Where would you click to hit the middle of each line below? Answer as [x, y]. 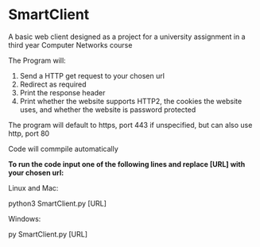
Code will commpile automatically [64, 149]
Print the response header [62, 92]
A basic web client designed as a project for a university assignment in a [127, 37]
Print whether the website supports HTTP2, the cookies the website [131, 101]
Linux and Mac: [33, 187]
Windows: [25, 218]
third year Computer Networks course [70, 44]
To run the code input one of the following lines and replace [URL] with [127, 164]
